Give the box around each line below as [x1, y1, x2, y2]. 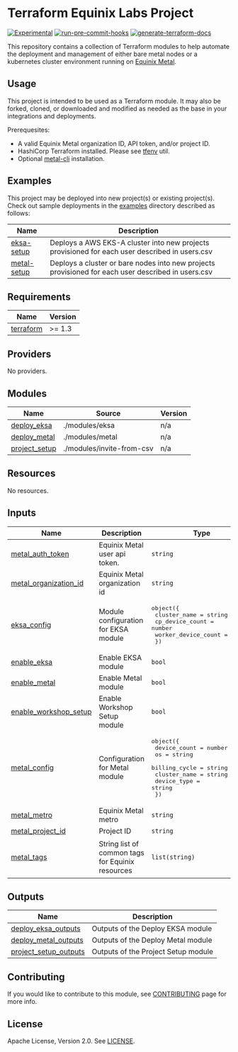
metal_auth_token [11, 548, 69, 558]
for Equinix [98, 856, 135, 866]
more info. [7, 997, 38, 1006]
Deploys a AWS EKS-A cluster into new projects [49, 238, 210, 248]
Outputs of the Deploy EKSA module [91, 924, 212, 934]
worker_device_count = [154, 631, 228, 638]
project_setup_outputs [11, 947, 85, 957]
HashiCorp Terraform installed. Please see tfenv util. [17, 147, 170, 155]
